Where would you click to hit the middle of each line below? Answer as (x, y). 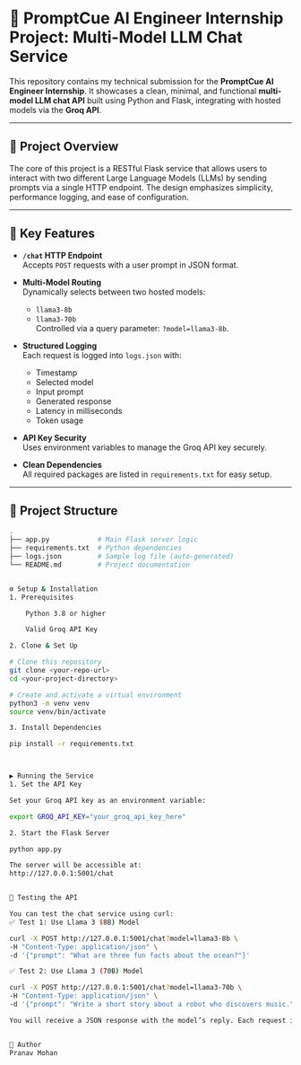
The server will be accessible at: (76, 866)
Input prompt (60, 392)
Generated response (73, 401)
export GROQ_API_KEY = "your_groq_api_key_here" (98, 816)
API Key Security (54, 437)
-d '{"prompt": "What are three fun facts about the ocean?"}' (130, 955)
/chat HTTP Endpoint (62, 255)
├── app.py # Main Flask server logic (104, 540)
